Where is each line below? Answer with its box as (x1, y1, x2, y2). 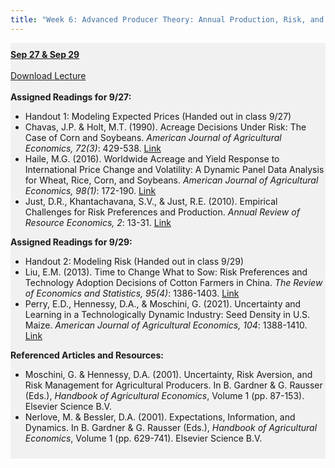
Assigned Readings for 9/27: (10, 91, 132, 103)
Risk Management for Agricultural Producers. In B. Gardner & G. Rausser (24, 379, 323, 391)
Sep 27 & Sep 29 (10, 48, 80, 60)
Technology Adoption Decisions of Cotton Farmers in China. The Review (24, 276, 323, 288)
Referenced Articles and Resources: (10, 349, 164, 361)
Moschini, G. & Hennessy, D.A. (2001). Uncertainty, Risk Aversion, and (24, 368, 313, 380)
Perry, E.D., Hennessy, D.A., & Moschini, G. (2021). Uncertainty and (24, 297, 302, 310)
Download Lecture (10, 69, 87, 81)
